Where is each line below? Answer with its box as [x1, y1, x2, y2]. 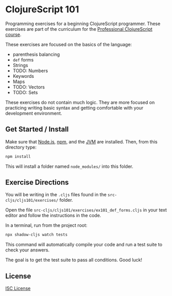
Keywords [12, 73, 34, 79]
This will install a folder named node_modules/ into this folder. [5, 163, 133, 170]
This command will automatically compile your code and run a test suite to [5, 242, 163, 248]
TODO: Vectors [12, 83, 45, 90]
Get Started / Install [5, 125, 69, 134]
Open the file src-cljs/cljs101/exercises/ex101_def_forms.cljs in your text [5, 207, 167, 213]
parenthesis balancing [12, 51, 60, 57]
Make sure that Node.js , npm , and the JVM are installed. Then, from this [5, 138, 158, 144]
